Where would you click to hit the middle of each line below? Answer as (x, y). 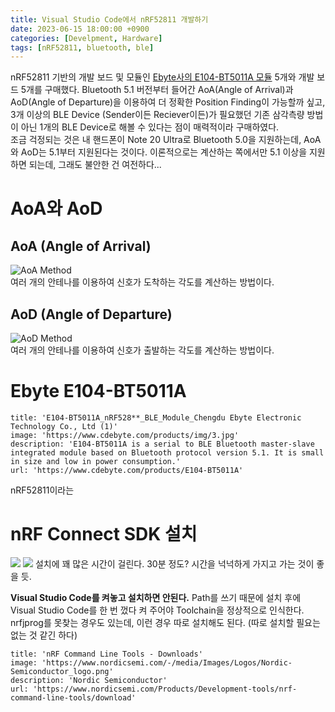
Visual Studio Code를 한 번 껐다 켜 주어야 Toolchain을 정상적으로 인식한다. (157, 610)
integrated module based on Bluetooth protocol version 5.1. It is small (167, 453)
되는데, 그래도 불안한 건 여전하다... (95, 165)
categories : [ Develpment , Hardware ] (86, 38)
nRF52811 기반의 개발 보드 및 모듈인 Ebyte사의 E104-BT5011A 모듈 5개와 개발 (162, 77)
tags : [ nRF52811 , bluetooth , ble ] (82, 47)
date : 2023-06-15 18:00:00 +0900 (80, 29)
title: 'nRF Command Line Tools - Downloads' (106, 654)
